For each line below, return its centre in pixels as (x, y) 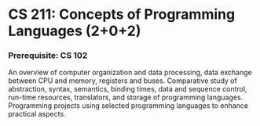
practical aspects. (37, 114)
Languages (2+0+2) (75, 31)
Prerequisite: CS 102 (48, 56)
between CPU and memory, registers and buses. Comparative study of (123, 81)
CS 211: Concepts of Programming (122, 14)
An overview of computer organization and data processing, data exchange (130, 73)
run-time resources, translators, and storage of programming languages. (126, 97)
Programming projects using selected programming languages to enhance (128, 106)
